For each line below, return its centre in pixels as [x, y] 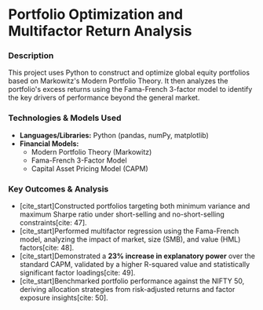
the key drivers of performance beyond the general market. [104, 98]
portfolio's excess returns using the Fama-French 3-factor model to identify [130, 89]
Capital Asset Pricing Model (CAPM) [90, 168]
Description [31, 56]
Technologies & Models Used [65, 118]
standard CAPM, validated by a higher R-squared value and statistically [135, 264]
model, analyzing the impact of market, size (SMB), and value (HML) [130, 239]
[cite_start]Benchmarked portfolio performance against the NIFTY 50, [132, 281]
